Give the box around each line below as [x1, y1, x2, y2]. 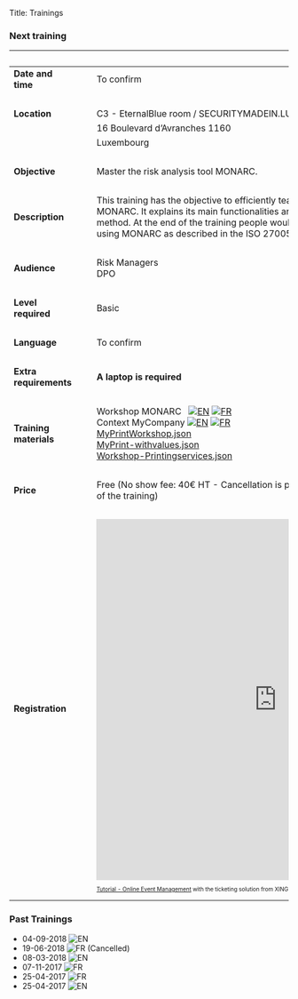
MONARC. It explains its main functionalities [96, 205, 279, 218]
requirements [13, 377, 73, 389]
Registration [13, 702, 67, 715]
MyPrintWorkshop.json [96, 428, 192, 440]
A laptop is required [96, 371, 182, 383]
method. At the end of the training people [96, 217, 268, 229]
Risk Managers [96, 257, 159, 269]
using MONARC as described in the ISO [96, 228, 262, 240]
